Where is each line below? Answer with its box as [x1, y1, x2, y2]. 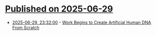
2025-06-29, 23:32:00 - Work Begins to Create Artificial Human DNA [12, 19, 152, 25]
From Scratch [12, 24, 40, 30]
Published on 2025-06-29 [5, 3, 113, 15]
